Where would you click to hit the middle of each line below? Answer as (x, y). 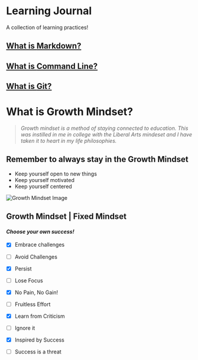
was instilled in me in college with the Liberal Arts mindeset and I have (106, 135)
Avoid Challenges (36, 257)
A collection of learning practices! (47, 27)
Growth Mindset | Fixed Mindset (66, 217)
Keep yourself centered (43, 186)
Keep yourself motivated (45, 180)
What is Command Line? (52, 66)
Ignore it (25, 328)
